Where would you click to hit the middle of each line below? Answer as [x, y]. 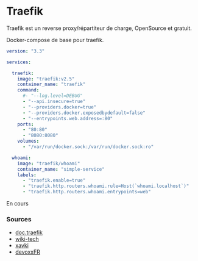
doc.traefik [29, 232]
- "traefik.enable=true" [54, 181]
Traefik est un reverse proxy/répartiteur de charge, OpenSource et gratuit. [99, 28]
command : [28, 90]
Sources [19, 219]
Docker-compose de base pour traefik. [55, 40]
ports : [26, 124]
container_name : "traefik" [51, 84]
